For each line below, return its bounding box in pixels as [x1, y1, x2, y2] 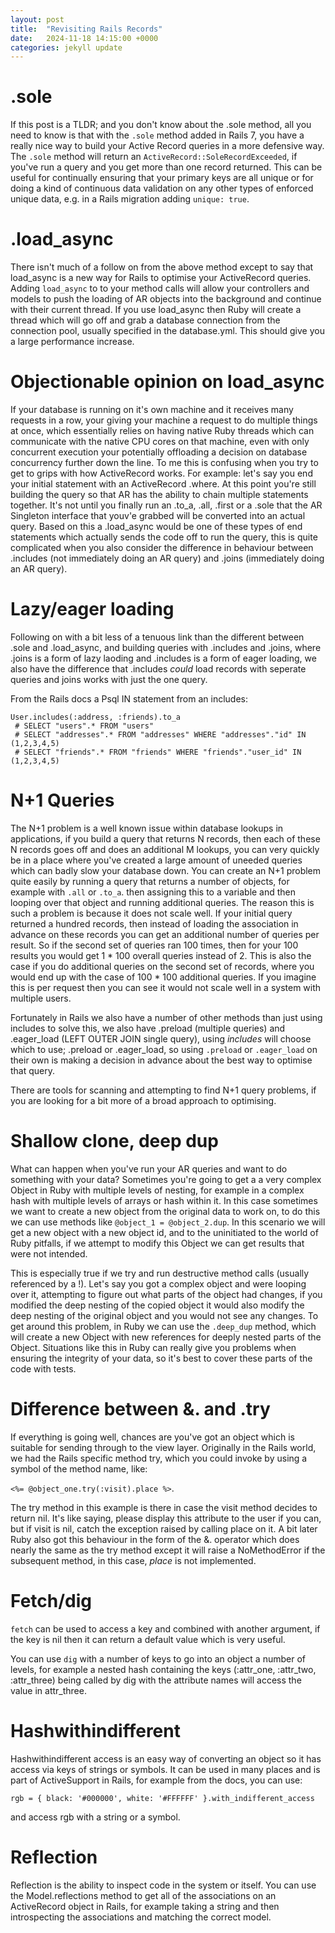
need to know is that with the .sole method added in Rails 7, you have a [10, 129, 305, 141]
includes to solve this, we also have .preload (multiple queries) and [10, 1022, 286, 1034]
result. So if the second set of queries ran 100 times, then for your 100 [10, 939, 299, 951]
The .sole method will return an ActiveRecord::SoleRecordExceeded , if [10, 151, 298, 163]
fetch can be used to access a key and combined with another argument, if [10, 1622, 321, 1635]
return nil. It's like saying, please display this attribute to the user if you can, [10, 1512, 322, 1524]
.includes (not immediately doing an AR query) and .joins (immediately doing [10, 552, 325, 565]
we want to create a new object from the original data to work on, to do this [10, 1205, 321, 1217]
